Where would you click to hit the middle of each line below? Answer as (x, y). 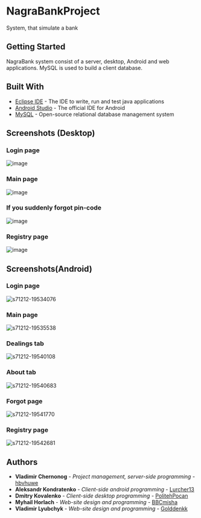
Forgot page (24, 401)
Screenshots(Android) (49, 269)
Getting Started (36, 47)
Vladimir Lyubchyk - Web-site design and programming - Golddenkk (101, 509)
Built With (25, 87)
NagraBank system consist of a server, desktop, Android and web (88, 61)
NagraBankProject (53, 11)
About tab (21, 373)
